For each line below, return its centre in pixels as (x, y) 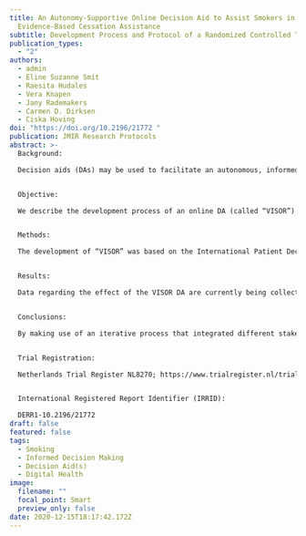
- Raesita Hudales (53, 86)
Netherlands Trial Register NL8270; (87, 375)
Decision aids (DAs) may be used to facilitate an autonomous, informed (158, 170)
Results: (34, 276)
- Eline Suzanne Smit (59, 77)
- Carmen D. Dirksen (56, 111)
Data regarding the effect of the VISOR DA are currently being (142, 293)
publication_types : (46, 43)
